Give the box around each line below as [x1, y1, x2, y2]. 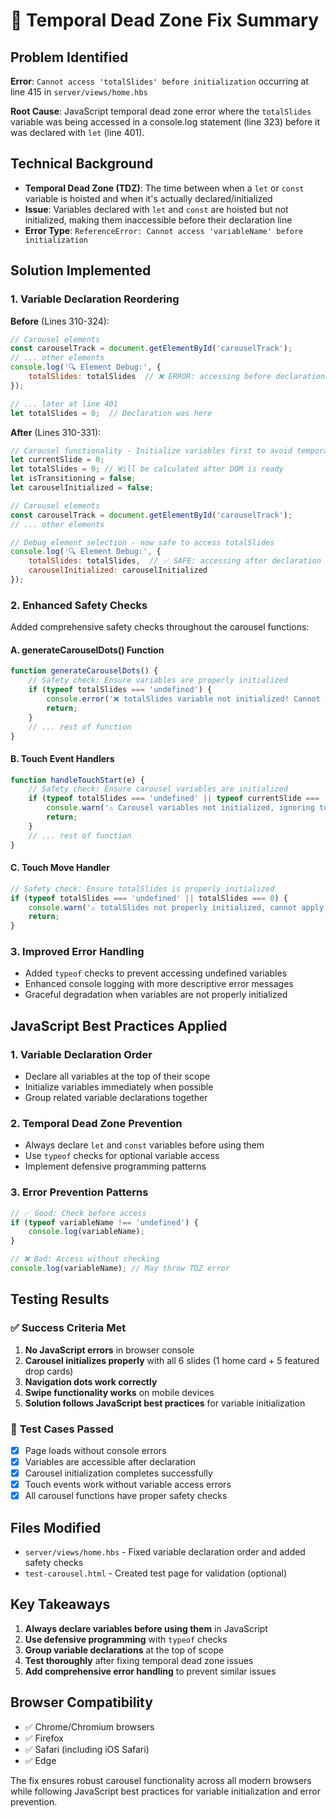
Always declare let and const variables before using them [24, 1139, 265, 1151]
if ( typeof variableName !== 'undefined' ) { [10, 1217, 199, 1228]
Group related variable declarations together [24, 1092, 208, 1104]
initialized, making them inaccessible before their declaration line [24, 214, 293, 226]
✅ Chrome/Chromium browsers [24, 1720, 155, 1733]
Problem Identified [10, 49, 129, 66]
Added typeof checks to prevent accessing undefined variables [24, 967, 288, 979]
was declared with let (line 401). [10, 127, 145, 138]
